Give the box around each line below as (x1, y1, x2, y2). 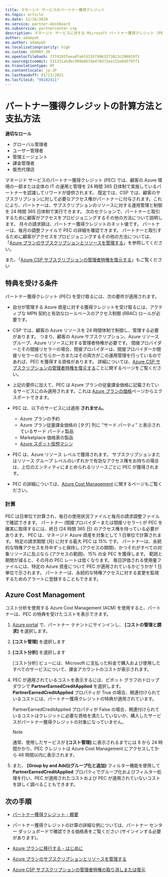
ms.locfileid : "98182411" (5, 77, 59, 82)
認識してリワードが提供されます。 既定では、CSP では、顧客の (26, 189, 156, 196)
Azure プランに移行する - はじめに (12, 845, 83, 851)
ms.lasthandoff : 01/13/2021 (5, 73, 64, 78)
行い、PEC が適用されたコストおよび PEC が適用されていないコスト (21, 775, 161, 781)
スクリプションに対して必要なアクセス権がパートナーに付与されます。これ (9, 196, 162, 202)
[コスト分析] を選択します (12, 649, 66, 655)
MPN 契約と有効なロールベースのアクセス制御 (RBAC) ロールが (26, 310, 156, 316)
